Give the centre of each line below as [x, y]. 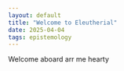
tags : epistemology [40, 37]
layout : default [35, 15]
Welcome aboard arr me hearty [59, 59]
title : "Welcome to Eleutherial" [63, 23]
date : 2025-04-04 [36, 30]
